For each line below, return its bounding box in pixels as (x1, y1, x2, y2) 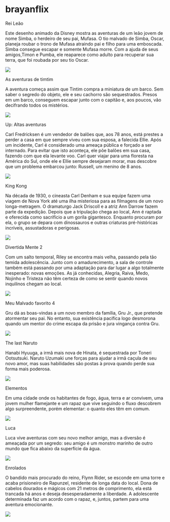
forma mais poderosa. (5, 366, 51, 372)
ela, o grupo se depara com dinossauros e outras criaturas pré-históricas (5, 219, 158, 226)
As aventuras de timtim (5, 76, 54, 82)
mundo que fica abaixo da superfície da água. (5, 445, 101, 451)
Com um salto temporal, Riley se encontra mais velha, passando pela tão (5, 254, 157, 260)
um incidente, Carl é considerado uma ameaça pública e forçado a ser (5, 142, 152, 148)
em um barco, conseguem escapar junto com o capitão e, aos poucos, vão (5, 97, 161, 103)
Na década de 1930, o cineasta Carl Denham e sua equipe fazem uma (5, 192, 151, 198)
